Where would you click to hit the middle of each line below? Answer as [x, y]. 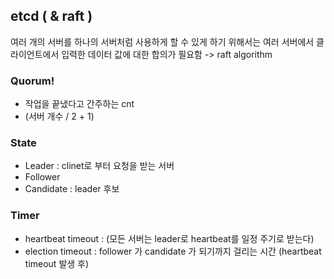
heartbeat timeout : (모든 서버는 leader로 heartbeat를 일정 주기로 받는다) [169, 238]
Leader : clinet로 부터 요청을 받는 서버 [99, 166]
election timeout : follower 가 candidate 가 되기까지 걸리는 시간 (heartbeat [173, 251]
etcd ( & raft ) [51, 16]
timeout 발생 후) [57, 263]
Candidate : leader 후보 [72, 189]
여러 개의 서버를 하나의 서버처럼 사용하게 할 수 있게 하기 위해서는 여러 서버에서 [162, 41]
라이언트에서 [35, 54]
